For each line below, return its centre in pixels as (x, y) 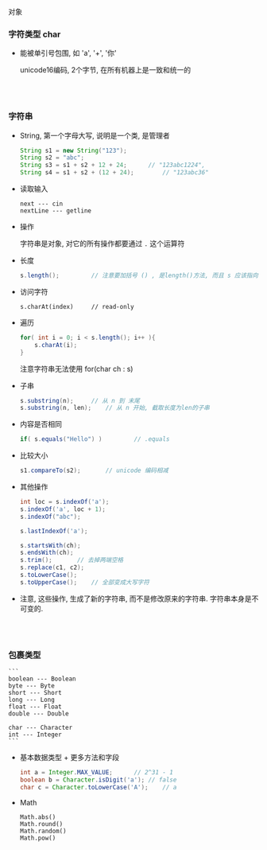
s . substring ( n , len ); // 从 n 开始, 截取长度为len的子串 (115, 408)
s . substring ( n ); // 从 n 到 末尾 (80, 400)
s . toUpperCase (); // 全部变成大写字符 (84, 582)
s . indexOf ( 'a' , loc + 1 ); (62, 509)
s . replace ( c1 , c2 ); (52, 567)
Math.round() (41, 824)
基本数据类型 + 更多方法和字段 (69, 758)
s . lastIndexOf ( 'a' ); (54, 531)
